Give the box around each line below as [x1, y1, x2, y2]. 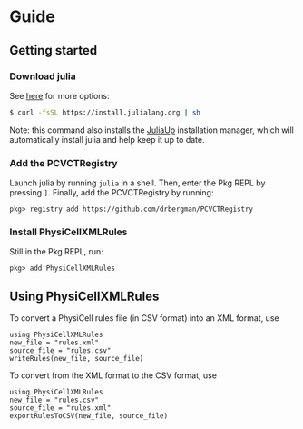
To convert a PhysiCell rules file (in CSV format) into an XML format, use [9, 313, 279, 324]
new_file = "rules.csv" [9, 395, 100, 405]
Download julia [9, 70, 77, 83]
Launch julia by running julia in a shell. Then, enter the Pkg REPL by [9, 177, 266, 188]
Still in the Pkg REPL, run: [9, 246, 104, 257]
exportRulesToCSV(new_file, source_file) [9, 412, 169, 421]
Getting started [9, 43, 98, 58]
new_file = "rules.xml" [9, 338, 100, 347]
